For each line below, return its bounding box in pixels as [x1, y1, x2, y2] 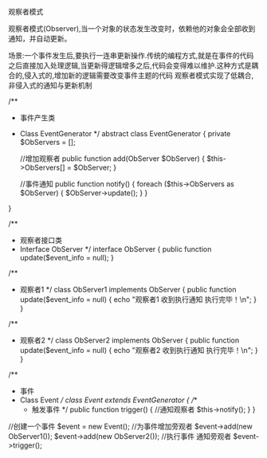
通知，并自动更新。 [8, 34, 72, 43]
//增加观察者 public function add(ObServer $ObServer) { [19, 154, 206, 163]
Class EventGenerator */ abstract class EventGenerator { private [19, 129, 231, 138]
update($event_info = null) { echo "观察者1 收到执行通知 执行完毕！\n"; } [19, 295, 257, 304]
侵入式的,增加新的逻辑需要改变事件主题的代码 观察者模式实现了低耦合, [24, 71, 254, 80]
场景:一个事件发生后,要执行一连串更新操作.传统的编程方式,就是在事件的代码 [8, 51, 254, 60]
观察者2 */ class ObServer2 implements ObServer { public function [19, 335, 240, 345]
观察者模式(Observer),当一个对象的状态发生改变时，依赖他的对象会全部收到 [8, 24, 256, 33]
